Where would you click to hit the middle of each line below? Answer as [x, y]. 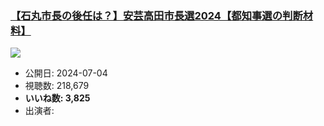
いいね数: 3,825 [57, 98]
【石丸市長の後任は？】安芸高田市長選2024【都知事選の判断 [156, 15]
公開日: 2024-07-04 [66, 73]
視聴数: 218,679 [57, 86]
